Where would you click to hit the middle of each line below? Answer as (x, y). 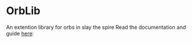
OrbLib (23, 11)
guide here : (20, 33)
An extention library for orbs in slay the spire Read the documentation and (96, 27)
